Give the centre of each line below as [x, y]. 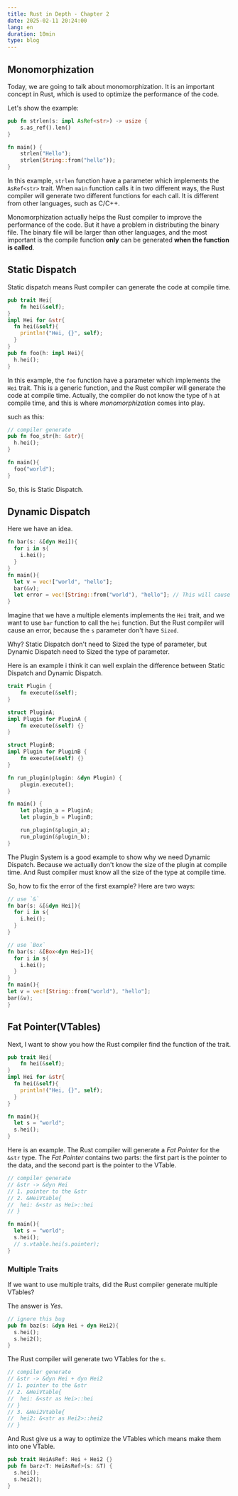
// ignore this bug [36, 1319]
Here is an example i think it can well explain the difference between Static [116, 666]
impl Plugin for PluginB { [47, 752]
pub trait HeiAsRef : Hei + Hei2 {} [60, 1460]
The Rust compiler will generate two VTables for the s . [87, 1359]
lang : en [20, 27]
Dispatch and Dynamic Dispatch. [55, 673]
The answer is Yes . [35, 1306]
